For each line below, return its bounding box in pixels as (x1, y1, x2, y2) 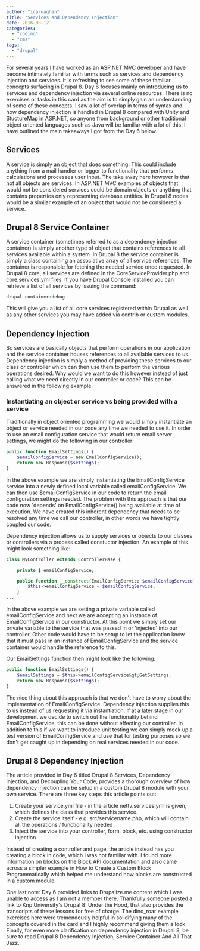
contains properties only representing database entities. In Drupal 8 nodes (6, 192, 189, 199)
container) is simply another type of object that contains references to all (6, 244, 185, 251)
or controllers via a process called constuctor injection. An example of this (6, 538, 189, 546)
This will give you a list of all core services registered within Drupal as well (6, 305, 189, 312)
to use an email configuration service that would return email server (6, 431, 173, 438)
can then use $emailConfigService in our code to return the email (6, 489, 167, 496)
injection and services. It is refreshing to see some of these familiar (6, 76, 171, 84)
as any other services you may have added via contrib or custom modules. (6, 311, 189, 318)
